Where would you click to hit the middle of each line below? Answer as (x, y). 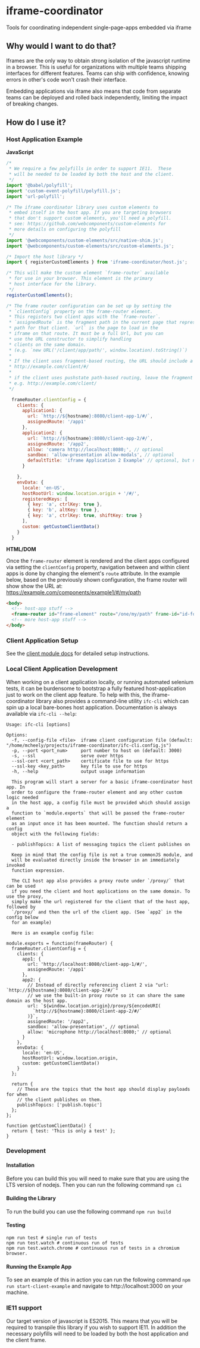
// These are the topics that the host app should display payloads (104, 1089)
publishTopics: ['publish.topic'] (60, 1105)
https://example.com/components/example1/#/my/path (74, 592)
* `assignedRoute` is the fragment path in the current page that (93, 323)
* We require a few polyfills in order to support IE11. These (90, 169)
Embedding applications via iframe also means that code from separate (94, 91)
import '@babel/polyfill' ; (40, 185)
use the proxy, (25, 896)
